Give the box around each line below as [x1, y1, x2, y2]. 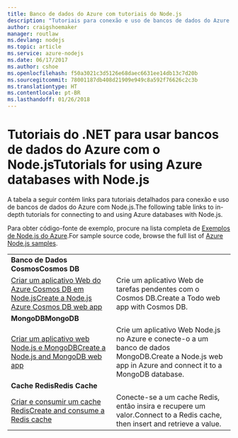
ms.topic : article [7, 43, 62, 50]
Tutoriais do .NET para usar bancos [7, 127, 220, 142]
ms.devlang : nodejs [7, 37, 65, 44]
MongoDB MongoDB [11, 313, 79, 323]
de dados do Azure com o [7, 142, 161, 158]
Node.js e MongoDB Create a [11, 342, 106, 352]
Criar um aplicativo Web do [11, 275, 101, 285]
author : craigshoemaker [7, 23, 78, 30]
